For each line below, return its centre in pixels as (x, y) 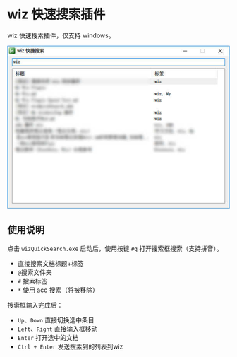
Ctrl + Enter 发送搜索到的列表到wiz (70, 346)
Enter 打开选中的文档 (48, 337)
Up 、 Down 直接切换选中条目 (56, 320)
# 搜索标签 (32, 281)
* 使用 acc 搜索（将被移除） (58, 290)
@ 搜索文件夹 (35, 272)
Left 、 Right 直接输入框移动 (57, 329)
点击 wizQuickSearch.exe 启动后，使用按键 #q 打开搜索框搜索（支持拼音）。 (115, 248)
